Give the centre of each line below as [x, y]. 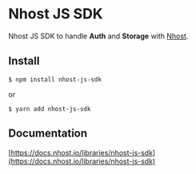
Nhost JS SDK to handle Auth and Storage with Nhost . [98, 36]
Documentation [48, 134]
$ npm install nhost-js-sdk [55, 79]
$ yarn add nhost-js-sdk [50, 109]
